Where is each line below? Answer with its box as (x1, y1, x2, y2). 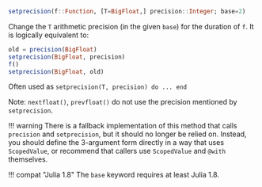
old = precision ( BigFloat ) (8, 45, 97, 53)
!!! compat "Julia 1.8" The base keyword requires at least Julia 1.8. (8, 170, 220, 180)
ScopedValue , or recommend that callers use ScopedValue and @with (8, 147, 226, 156)
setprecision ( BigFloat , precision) (8, 52, 126, 61)
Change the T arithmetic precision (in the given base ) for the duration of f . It (8, 21, 255, 31)
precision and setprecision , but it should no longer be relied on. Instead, (8, 129, 247, 139)
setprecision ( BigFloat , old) (8, 67, 104, 75)
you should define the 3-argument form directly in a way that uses (8, 138, 224, 147)
